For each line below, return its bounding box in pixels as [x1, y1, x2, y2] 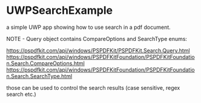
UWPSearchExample [6, 4, 113, 17]
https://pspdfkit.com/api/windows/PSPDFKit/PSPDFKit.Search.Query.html [6, 46, 190, 54]
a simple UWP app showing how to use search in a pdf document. [6, 23, 171, 31]
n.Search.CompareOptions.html [6, 60, 85, 67]
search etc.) [6, 90, 36, 98]
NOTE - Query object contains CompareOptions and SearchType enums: [6, 35, 188, 42]
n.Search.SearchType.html [6, 72, 73, 80]
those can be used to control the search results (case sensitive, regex [6, 84, 180, 91]
